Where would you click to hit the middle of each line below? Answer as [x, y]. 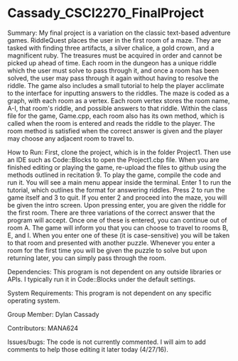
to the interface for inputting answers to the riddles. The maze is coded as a [118, 93]
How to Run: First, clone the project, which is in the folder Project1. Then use [119, 152]
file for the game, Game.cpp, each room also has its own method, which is [116, 116]
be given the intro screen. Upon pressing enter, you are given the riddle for [117, 205]
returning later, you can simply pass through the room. [87, 258]
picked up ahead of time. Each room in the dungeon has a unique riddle [112, 63]
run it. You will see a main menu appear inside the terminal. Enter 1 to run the [119, 182]
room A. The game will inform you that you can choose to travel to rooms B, [118, 227]
